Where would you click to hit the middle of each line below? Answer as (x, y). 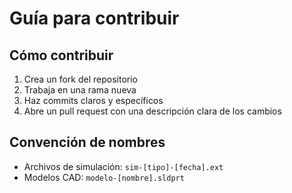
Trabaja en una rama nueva (80, 90)
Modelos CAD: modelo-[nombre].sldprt (104, 177)
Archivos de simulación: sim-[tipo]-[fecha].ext (123, 166)
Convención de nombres (87, 142)
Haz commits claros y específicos (93, 100)
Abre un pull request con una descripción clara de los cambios (152, 111)
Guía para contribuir (94, 18)
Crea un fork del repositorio (80, 79)
